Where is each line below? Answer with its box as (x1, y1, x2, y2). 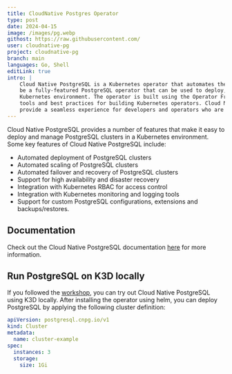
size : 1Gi (19, 362, 48, 368)
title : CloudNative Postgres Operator (7, 10, 119, 17)
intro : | (7, 74, 32, 81)
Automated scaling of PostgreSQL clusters (17, 160, 139, 169)
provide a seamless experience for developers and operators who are (19, 106, 224, 113)
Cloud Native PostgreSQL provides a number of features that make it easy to (7, 125, 225, 133)
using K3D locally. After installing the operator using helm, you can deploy (7, 296, 217, 304)
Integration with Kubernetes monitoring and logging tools (17, 190, 180, 198)
